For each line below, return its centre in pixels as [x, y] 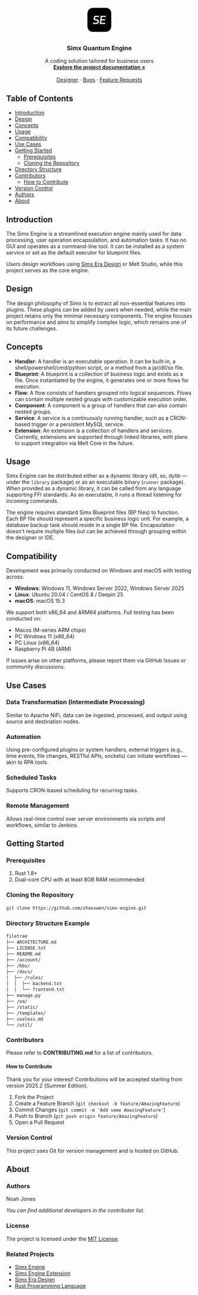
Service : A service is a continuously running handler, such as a [92, 418]
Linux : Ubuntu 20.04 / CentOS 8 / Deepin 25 [69, 595]
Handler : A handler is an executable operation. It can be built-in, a [95, 361]
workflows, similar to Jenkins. [42, 825]
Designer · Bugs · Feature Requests [99, 80]
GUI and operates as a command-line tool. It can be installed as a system [95, 246]
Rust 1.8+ [26, 873]
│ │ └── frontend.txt [35, 989]
